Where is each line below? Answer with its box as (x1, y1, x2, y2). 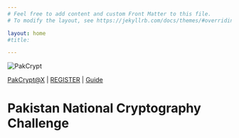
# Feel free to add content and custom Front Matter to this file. (7, 10, 212, 18)
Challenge (7, 115, 70, 132)
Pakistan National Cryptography (7, 100, 201, 117)
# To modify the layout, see (7, 17, 94, 24)
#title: (7, 36, 31, 43)
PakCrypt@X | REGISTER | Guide (7, 76, 103, 84)
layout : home (7, 30, 46, 37)
